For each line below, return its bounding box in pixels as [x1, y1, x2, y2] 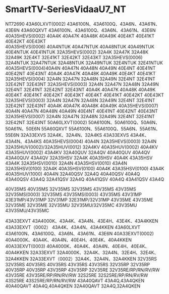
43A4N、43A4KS [5, 138, 42, 144]
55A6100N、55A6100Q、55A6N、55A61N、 [68, 125, 160, 132]
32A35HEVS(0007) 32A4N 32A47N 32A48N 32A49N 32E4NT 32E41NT [5, 113, 155, 119]
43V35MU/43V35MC [5, 207, 49, 213]
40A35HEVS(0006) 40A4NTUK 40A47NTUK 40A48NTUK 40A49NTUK [5, 43, 155, 50]
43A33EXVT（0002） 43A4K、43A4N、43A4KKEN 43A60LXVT [5, 224, 141, 230]
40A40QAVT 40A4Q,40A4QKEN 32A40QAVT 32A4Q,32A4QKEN [5, 283, 141, 289]
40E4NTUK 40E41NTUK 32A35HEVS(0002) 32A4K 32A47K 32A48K [5, 49, 149, 55]
